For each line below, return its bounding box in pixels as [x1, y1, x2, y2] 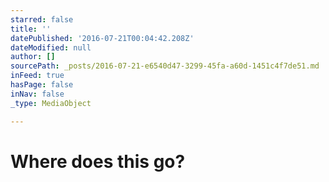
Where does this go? [10, 150, 186, 173]
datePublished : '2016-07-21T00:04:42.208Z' [10, 33, 195, 43]
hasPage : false [10, 80, 74, 90]
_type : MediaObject [10, 98, 92, 108]
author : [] [10, 52, 56, 62]
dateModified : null [10, 42, 92, 53]
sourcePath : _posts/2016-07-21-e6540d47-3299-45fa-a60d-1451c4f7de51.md [10, 61, 320, 71]
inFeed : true [10, 71, 65, 81]
